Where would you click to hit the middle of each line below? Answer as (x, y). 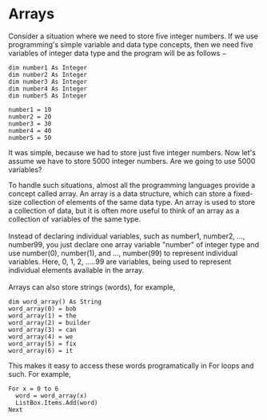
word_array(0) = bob (43, 309)
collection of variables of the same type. (75, 219)
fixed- (243, 194)
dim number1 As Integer (48, 68)
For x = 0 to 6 (34, 389)
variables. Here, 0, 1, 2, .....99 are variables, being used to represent (120, 262)
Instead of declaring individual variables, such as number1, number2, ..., (127, 236)
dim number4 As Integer (48, 89)
